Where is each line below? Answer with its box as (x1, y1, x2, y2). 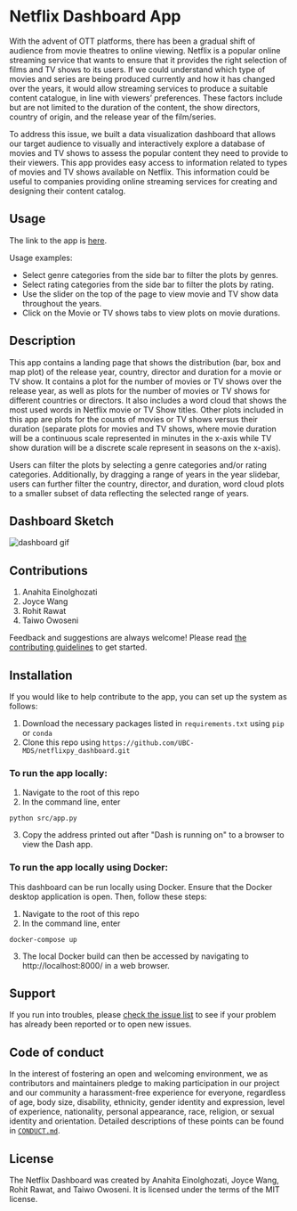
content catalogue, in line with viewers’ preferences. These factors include (9, 92, 283, 103)
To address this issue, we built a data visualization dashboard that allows (9, 128, 276, 139)
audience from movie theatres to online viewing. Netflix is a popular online (9, 45, 281, 55)
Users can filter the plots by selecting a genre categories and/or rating (9, 459, 267, 470)
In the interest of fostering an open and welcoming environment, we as (9, 1068, 269, 1079)
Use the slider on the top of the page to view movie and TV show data (21, 288, 278, 299)
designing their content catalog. (9, 185, 126, 196)
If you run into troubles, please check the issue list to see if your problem (9, 1010, 277, 1020)
